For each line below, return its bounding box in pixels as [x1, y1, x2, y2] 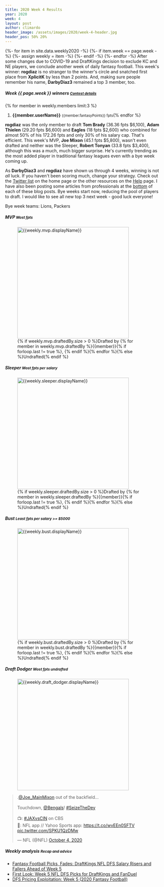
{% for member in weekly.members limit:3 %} [5, 102, 97, 108]
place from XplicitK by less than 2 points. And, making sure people [5, 74, 141, 80]
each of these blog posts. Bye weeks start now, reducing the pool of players [5, 188, 159, 194]
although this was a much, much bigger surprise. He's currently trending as [5, 147, 158, 153]
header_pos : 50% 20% [5, 35, 47, 40]
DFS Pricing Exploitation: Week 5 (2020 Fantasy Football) [12, 876, 128, 882]
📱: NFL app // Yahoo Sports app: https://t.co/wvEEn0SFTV [17, 822, 135, 828]
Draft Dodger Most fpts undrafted [5, 666, 69, 672]
